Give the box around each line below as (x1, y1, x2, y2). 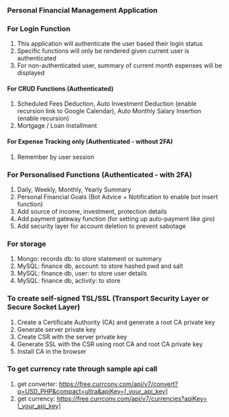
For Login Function (7, 23, 71, 33)
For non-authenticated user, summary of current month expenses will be (16, 61, 223, 70)
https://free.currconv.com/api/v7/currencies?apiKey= (56, 394, 208, 403)
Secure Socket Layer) (7, 302, 80, 312)
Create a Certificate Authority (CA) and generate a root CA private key (16, 318, 215, 326)
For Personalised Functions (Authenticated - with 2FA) (7, 170, 193, 179)
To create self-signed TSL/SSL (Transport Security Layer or (7, 294, 209, 304)
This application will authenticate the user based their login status (16, 40, 204, 48)
